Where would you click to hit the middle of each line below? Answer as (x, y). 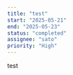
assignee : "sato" (32, 40)
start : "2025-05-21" (37, 20)
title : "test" (28, 14)
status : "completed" (37, 33)
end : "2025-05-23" (34, 26)
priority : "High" (32, 46)
